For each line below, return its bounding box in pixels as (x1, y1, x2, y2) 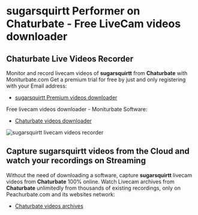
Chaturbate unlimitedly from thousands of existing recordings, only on (6, 184, 181, 192)
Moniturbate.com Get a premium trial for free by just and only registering (6, 76, 186, 83)
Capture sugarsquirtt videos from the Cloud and (6, 146, 190, 157)
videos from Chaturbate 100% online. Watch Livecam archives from (6, 178, 175, 185)
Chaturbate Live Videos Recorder (6, 53, 134, 64)
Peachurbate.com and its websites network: (6, 190, 115, 198)
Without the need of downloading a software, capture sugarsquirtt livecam (6, 171, 193, 178)
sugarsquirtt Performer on (6, 4, 140, 18)
